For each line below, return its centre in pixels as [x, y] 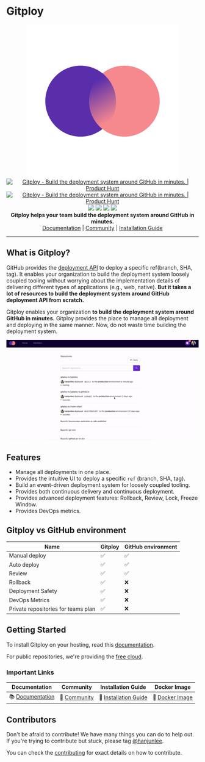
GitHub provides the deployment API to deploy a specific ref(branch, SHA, [99, 267]
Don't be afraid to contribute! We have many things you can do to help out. [100, 735]
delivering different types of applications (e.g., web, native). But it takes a [99, 287]
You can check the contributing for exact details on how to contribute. [94, 753]
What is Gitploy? [38, 253]
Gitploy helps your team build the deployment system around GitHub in [103, 215]
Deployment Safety [33, 591]
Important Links [30, 672]
